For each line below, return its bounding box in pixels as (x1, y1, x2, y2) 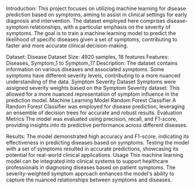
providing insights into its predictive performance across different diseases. (6, 122, 188, 128)
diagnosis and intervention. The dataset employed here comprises (6, 17, 165, 24)
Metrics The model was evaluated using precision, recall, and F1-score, (6, 116, 177, 122)
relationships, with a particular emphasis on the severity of (30, 23, 171, 30)
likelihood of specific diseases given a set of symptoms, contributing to (6, 36, 177, 43)
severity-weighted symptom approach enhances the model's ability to (6, 170, 175, 177)
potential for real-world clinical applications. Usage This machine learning (6, 152, 184, 158)
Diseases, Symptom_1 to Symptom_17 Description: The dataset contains (6, 60, 178, 66)
